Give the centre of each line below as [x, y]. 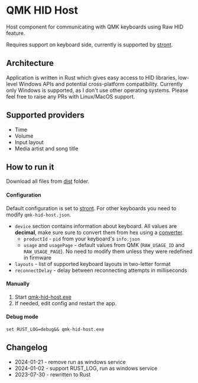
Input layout [29, 142]
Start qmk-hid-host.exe [43, 297]
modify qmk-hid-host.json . [39, 214]
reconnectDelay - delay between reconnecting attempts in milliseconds [101, 270]
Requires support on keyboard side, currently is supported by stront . [90, 45]
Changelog [27, 348]
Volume [24, 136]
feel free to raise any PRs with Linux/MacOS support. [71, 96]
